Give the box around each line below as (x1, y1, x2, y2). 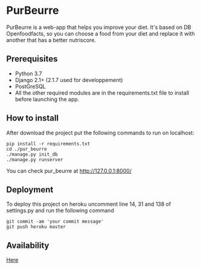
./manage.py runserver (6, 156, 63, 163)
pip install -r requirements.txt (6, 141, 91, 147)
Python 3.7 (14, 70, 42, 77)
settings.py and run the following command (6, 207, 115, 214)
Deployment (6, 185, 54, 195)
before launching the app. (14, 95, 80, 103)
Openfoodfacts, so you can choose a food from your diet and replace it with (6, 30, 195, 37)
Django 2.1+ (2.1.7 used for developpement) (14, 76, 123, 83)
